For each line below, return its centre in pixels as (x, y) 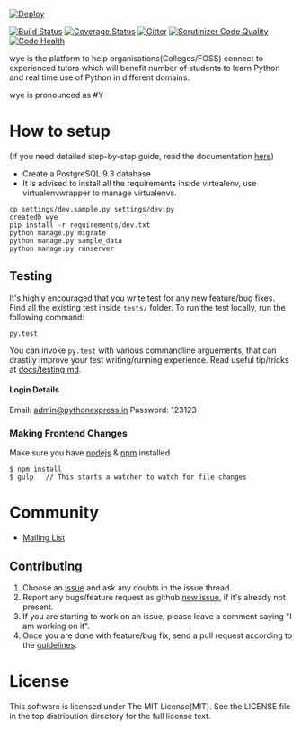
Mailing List (44, 538)
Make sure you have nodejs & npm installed (90, 453)
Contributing (46, 566)
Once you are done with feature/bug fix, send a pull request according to (157, 635)
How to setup (60, 131)
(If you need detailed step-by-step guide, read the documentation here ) (142, 156)
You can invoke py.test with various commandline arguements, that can (143, 350)
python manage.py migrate (58, 233)
